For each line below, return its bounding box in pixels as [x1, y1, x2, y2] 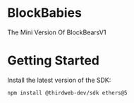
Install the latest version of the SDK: [7, 76, 111, 84]
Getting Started [7, 53, 100, 69]
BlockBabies [7, 5, 83, 21]
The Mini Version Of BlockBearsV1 [7, 28, 106, 36]
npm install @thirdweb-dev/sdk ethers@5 [7, 89, 128, 96]
